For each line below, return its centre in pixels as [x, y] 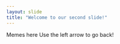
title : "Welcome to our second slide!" [57, 17]
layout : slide [24, 12]
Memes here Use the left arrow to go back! [60, 34]
